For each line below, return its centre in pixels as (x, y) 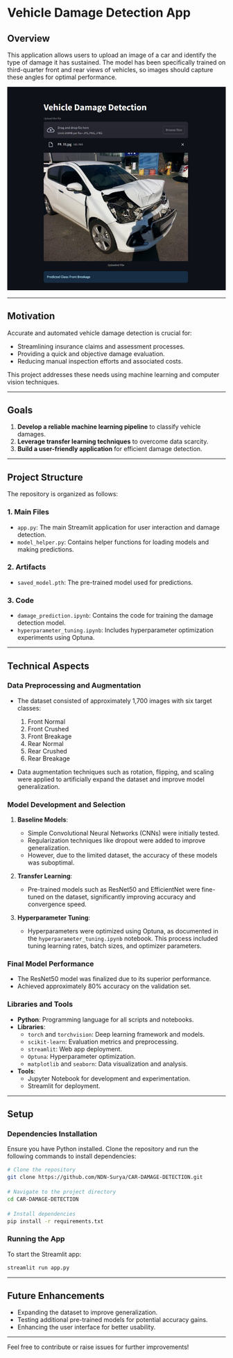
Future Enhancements (56, 1296)
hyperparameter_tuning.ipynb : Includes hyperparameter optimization (115, 630)
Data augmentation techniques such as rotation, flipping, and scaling (115, 772)
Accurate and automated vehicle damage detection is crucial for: (100, 333)
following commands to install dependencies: (72, 1156)
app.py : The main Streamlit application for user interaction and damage (118, 527)
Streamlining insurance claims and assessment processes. (101, 346)
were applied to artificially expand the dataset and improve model (111, 779)
